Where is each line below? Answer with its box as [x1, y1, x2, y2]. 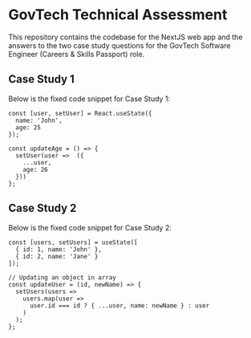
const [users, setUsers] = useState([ [8, 238, 138, 246]
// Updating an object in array [8, 273, 116, 282]
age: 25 [15, 123, 42, 132]
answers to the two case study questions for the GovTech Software [8, 40, 231, 50]
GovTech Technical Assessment [8, 6, 228, 24]
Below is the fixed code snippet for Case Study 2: [8, 222, 172, 232]
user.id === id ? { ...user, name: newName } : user [29, 301, 210, 310]
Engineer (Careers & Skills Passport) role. [8, 49, 145, 59]
